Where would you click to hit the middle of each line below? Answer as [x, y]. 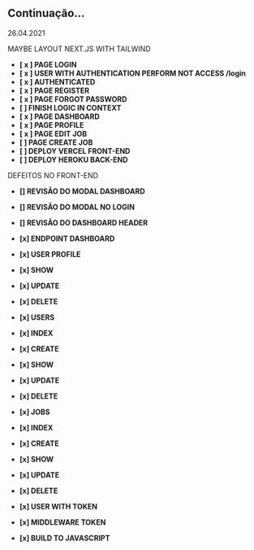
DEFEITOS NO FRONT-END [53, 175]
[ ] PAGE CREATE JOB [56, 142]
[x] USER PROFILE [50, 254]
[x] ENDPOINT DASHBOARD [67, 238]
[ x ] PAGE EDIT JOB [53, 133]
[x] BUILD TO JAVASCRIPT [65, 538]
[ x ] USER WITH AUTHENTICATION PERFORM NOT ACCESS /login [133, 73]
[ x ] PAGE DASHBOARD [60, 116]
